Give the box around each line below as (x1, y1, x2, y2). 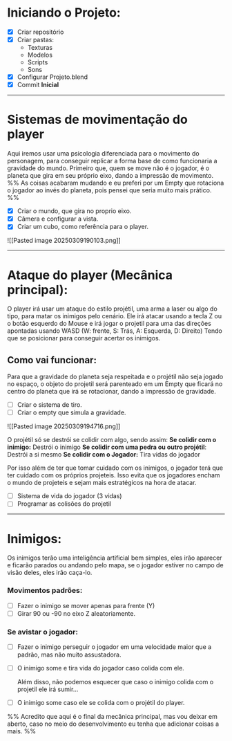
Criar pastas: (17, 36, 54, 44)
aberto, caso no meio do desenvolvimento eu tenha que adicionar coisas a (7, 720, 220, 728)
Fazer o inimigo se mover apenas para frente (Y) (17, 601, 155, 610)
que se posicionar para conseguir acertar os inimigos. (7, 334, 161, 342)
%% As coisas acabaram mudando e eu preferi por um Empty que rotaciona (7, 179, 224, 187)
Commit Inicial (17, 81, 59, 89)
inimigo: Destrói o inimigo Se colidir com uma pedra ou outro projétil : (7, 443, 207, 451)
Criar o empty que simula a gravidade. (17, 408, 126, 417)
